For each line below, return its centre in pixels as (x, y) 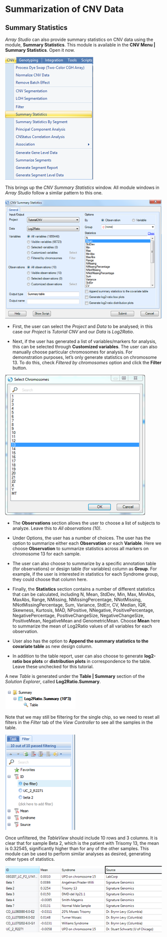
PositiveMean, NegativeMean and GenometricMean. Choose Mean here (86, 621)
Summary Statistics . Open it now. (40, 50)
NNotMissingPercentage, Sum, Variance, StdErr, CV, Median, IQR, (80, 605)
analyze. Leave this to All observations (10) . (57, 528)
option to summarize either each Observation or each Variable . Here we (87, 543)
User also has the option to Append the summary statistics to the (80, 641)
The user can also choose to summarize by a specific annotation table (84, 563)
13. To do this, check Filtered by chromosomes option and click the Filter (87, 362)
